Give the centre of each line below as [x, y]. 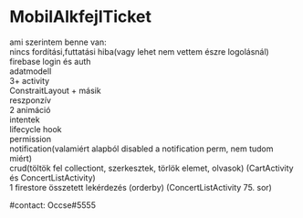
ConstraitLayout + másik [56, 90]
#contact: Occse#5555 [52, 205]
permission [31, 139]
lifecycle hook [36, 129]
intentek [25, 119]
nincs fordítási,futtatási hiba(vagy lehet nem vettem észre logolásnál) [139, 51]
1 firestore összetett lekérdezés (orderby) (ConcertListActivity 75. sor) [141, 187]
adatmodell [31, 71]
